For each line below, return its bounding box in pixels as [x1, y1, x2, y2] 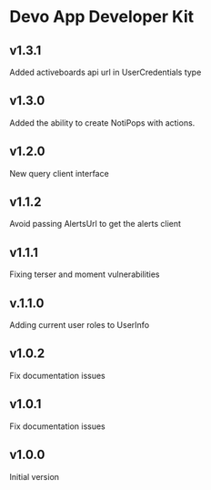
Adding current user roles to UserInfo [9, 320, 150, 331]
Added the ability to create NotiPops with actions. [9, 117, 196, 128]
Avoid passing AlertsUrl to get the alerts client [9, 219, 182, 230]
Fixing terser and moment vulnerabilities [9, 269, 161, 280]
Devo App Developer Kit [9, 6, 194, 27]
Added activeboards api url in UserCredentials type [9, 66, 202, 77]
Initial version [9, 471, 60, 482]
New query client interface [9, 168, 109, 179]
